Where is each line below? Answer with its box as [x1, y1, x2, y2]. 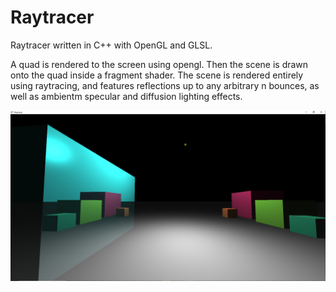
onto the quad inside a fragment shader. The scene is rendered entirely [10, 69, 304, 81]
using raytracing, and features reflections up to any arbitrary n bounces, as [10, 79, 320, 91]
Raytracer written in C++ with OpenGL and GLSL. [10, 39, 213, 51]
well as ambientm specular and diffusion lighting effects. [10, 90, 243, 102]
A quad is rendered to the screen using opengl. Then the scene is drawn [10, 58, 309, 70]
